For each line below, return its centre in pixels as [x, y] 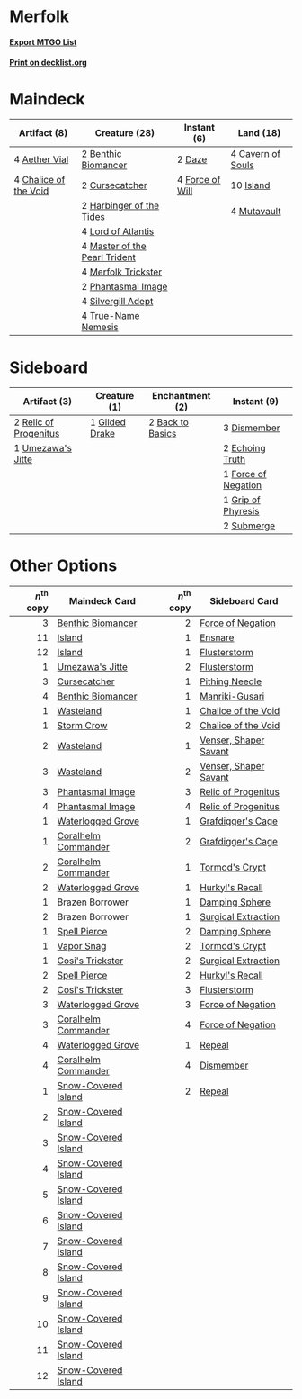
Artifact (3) [48, 402]
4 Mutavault [256, 212]
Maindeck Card [102, 600]
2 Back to [168, 422]
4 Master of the [114, 247]
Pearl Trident [109, 257]
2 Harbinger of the [120, 206]
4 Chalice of [40, 180]
